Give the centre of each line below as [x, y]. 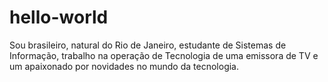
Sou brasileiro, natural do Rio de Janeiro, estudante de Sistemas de [148, 45]
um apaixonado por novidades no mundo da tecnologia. [124, 66]
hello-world [59, 17]
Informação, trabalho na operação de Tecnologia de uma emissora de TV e [164, 55]
